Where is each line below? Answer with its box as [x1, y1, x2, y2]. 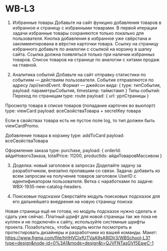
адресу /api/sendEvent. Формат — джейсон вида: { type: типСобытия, [12, 82, 161, 88]
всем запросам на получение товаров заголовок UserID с [12, 173, 137, 179]
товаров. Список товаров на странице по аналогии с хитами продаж [12, 56, 160, 62]
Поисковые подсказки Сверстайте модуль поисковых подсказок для [12, 193, 161, 199]
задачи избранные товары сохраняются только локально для [12, 30, 144, 36]
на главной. [12, 62, 37, 68]
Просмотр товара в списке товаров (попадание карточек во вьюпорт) [5, 102, 156, 108]
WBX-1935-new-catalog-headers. [12, 183, 83, 190]
